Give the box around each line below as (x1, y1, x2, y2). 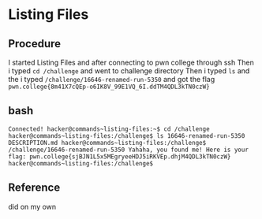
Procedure (8, 37, 62, 50)
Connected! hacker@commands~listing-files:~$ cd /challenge (8, 124, 211, 133)
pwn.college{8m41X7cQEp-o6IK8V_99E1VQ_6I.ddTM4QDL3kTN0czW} (8, 83, 211, 91)
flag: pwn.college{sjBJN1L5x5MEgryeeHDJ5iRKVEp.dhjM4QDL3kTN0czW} (8, 152, 231, 161)
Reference (8, 181, 61, 195)
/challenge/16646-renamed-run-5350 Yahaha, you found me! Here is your (8, 146, 249, 154)
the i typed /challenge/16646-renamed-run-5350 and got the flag (8, 75, 215, 84)
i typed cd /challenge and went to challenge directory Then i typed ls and (8, 66, 250, 76)
